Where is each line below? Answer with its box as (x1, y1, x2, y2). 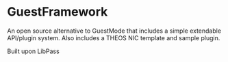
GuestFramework (7, 4, 108, 20)
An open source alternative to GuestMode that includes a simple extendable (7, 27, 221, 35)
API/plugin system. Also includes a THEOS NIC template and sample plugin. (7, 33, 220, 42)
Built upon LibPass (7, 47, 60, 55)
